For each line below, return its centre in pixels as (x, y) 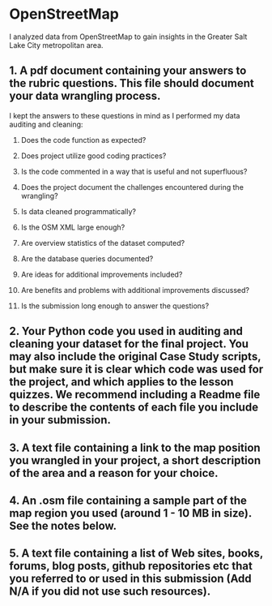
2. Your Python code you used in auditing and (126, 331)
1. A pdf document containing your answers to (128, 71)
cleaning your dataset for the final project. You (129, 344)
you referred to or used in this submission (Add (130, 579)
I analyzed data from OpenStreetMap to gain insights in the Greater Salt (128, 37)
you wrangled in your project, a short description (135, 460)
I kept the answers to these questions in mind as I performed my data (125, 115)
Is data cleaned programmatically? (79, 211)
